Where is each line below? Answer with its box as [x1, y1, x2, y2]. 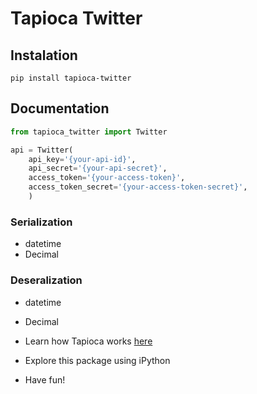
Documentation [10, 100, 110, 117]
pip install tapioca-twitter [10, 73, 132, 83]
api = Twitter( [10, 145, 74, 155]
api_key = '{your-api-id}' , [28, 154, 137, 164]
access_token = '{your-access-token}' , [28, 173, 186, 183]
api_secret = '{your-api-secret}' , [28, 163, 168, 174]
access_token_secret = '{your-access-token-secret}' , [28, 182, 248, 192]
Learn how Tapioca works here [24, 335, 153, 347]
